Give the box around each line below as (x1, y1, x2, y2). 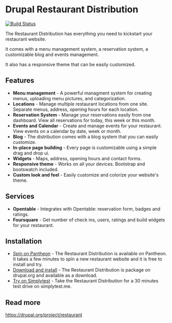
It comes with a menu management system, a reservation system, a (5, 46, 148, 52)
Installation (5, 237, 42, 245)
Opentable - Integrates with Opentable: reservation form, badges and (12, 205, 161, 212)
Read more (5, 298, 41, 307)
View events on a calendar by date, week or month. (12, 128, 122, 134)
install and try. (12, 261, 43, 268)
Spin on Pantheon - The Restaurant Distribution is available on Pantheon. (12, 251, 167, 257)
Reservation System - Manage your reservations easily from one (12, 111, 151, 118)
